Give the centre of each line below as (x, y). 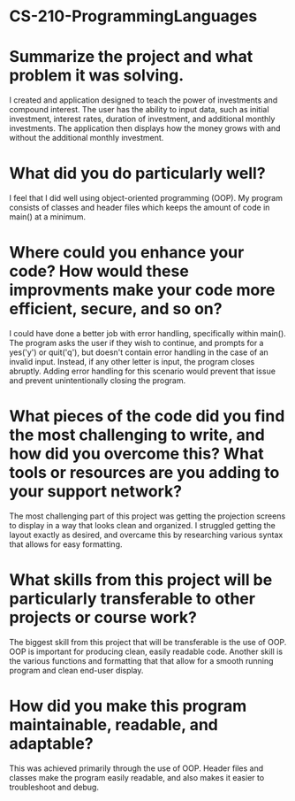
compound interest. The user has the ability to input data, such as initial (139, 110)
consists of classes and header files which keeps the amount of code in (140, 208)
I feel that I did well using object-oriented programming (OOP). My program (146, 198)
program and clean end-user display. (76, 670)
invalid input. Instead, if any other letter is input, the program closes (132, 362)
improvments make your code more (142, 290)
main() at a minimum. (48, 217)
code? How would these (99, 271)
